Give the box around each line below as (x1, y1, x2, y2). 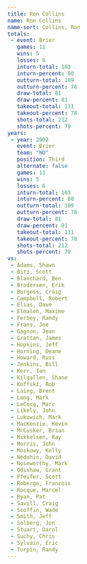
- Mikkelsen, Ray (10, 433, 62, 441)
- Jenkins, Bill (10, 361, 59, 368)
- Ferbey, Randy (10, 314, 59, 322)
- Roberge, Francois (10, 480, 71, 487)
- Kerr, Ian (10, 368, 46, 375)
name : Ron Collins (7, 17, 62, 24)
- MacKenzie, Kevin (10, 420, 69, 427)
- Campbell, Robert (10, 294, 69, 302)
